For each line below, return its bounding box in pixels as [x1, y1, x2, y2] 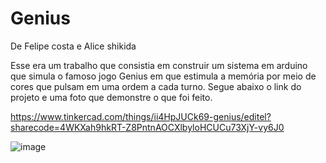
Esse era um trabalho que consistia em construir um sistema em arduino [10, 59, 308, 71]
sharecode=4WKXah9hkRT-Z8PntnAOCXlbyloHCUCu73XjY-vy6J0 [10, 121, 285, 133]
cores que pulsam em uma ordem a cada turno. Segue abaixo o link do [10, 80, 302, 92]
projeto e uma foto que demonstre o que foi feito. [10, 91, 213, 103]
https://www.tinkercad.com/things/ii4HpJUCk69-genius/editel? [10, 110, 272, 122]
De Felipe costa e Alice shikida [10, 40, 137, 52]
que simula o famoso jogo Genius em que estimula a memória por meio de [10, 70, 317, 82]
